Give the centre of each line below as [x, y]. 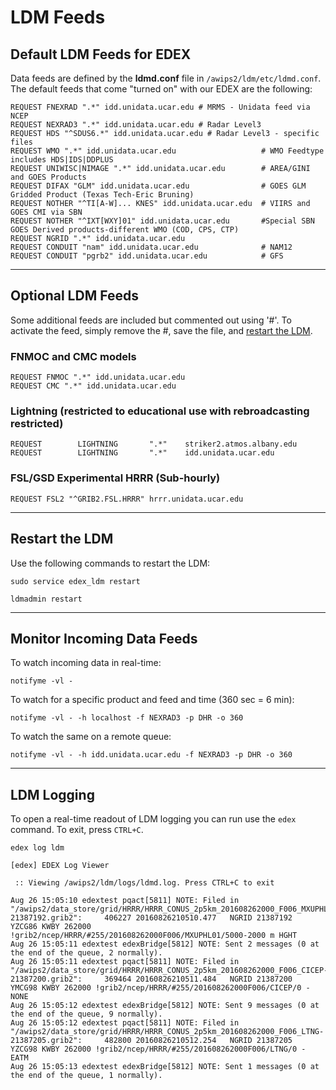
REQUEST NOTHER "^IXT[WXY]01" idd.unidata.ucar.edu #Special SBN [162, 221]
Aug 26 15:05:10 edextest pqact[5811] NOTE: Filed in [125, 901]
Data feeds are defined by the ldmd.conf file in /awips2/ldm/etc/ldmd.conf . [166, 78]
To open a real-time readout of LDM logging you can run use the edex [153, 819]
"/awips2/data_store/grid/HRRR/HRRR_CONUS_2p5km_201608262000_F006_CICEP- [169, 971]
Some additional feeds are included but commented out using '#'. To [151, 320]
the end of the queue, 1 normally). [86, 1076]
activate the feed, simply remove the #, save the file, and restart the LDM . [161, 330]
